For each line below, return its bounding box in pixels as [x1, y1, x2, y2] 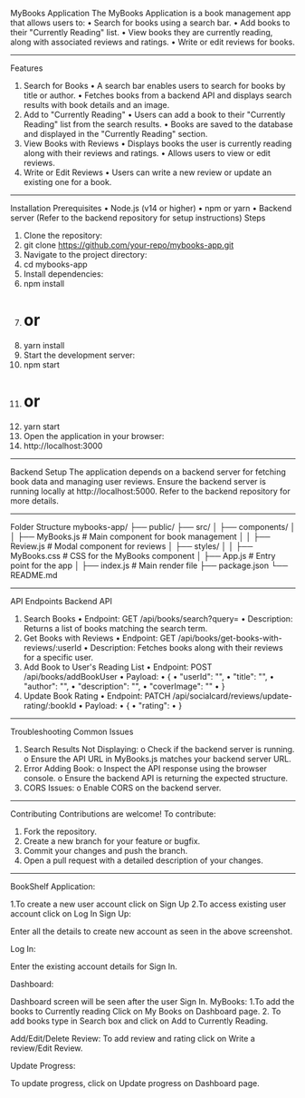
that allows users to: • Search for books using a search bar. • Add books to [10, 17, 291, 28]
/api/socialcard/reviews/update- [172, 690, 293, 701]
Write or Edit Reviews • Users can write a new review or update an [23, 167, 272, 178]
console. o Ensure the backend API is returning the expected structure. [23, 772, 289, 783]
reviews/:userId [23, 642, 82, 652]
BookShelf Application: [10, 880, 96, 892]
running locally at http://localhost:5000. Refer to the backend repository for [10, 485, 291, 496]
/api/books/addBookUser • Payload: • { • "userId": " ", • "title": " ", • [23, 671, 275, 681]
